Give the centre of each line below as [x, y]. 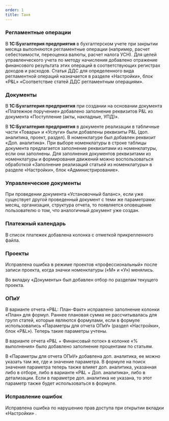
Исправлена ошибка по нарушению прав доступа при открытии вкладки [84, 408]
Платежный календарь [36, 224]
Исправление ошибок [34, 397]
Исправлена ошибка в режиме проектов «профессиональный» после [81, 264]
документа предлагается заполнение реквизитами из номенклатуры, [81, 148]
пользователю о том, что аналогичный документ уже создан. [73, 210]
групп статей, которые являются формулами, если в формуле [73, 320]
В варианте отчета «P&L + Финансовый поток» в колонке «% [72, 341]
